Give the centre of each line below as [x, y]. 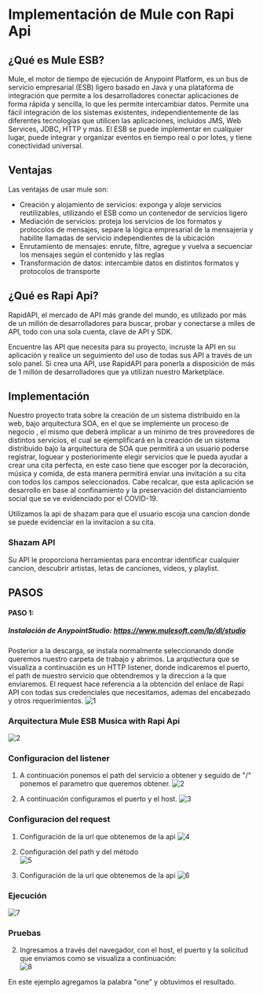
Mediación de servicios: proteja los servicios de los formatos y [121, 221]
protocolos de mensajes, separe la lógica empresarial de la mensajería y [136, 229]
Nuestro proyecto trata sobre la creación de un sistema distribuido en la [124, 415]
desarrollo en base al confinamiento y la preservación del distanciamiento [128, 490]
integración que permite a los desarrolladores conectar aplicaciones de [124, 95]
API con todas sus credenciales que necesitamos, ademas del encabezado [130, 692]
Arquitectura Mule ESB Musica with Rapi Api [94, 721]
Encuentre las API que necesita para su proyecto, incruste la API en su [122, 346]
